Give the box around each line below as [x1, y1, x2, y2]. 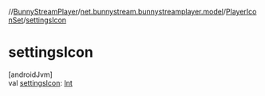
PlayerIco [226, 7, 257, 16]
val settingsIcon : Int [8, 78, 73, 87]
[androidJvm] [8, 70, 53, 79]
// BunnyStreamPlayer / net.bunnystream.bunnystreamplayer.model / [8, 7, 227, 16]
